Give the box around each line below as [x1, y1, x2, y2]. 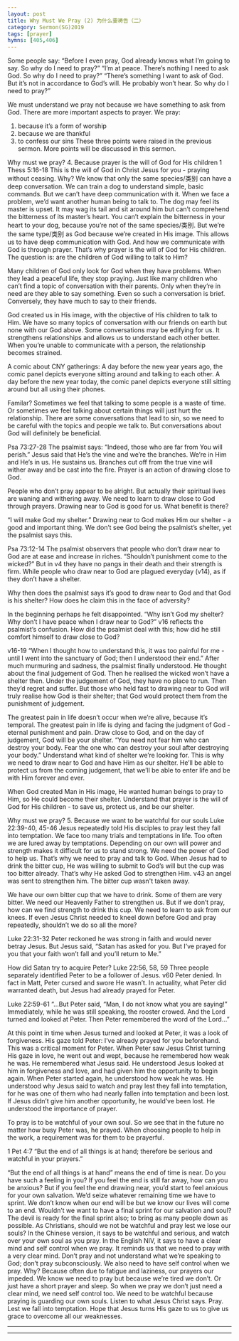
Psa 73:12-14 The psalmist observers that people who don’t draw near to [7, 545, 221, 553]
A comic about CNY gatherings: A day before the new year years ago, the [7, 362, 223, 371]
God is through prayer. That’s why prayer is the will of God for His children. [7, 245, 226, 254]
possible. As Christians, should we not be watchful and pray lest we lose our [7, 1221, 231, 1230]
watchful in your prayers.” [7, 1155, 83, 1163]
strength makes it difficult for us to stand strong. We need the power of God [7, 847, 230, 855]
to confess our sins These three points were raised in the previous [17, 137, 212, 146]
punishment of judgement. [7, 699, 85, 708]
